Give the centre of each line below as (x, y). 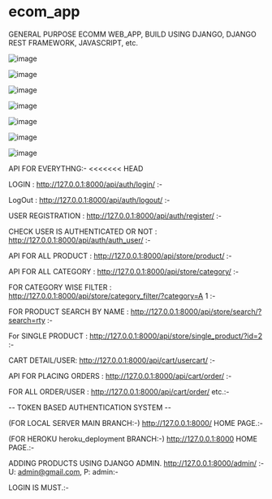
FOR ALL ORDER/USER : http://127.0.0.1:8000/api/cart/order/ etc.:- (119, 391)
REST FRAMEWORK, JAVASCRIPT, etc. (73, 42)
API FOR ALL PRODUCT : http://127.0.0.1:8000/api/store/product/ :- (120, 256)
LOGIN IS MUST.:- (39, 487)
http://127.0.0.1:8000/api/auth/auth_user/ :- (80, 240)
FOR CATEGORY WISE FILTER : (60, 287)
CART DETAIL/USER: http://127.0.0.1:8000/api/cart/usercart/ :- (112, 360)
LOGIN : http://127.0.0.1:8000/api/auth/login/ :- (85, 184)
